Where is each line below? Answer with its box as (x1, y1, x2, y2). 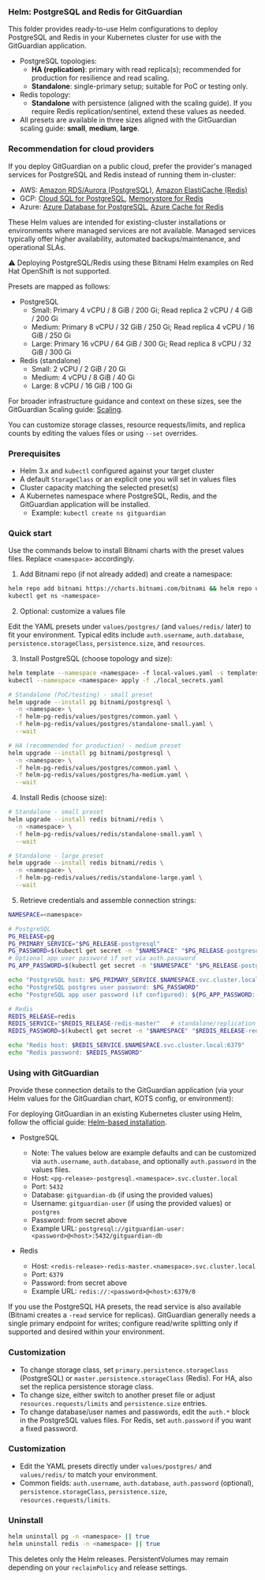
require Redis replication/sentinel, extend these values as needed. (31, 107, 246, 116)
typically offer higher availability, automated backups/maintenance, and (8, 234, 241, 244)
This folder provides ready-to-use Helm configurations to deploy (8, 25, 218, 34)
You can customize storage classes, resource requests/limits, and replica (8, 420, 246, 429)
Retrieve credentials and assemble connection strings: (19, 895, 196, 905)
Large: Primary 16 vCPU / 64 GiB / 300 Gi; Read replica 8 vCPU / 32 (31, 338, 252, 348)
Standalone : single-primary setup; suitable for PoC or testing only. (31, 81, 248, 91)
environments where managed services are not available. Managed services (8, 225, 256, 235)
